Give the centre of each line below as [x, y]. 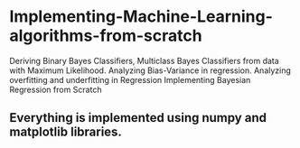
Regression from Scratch [56, 89]
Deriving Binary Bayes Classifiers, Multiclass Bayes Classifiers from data [145, 60]
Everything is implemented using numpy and [138, 118]
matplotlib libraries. [66, 132]
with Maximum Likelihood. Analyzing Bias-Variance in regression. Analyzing [150, 70]
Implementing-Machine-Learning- [141, 17]
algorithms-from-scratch [106, 36]
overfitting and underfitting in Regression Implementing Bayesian [130, 79]
